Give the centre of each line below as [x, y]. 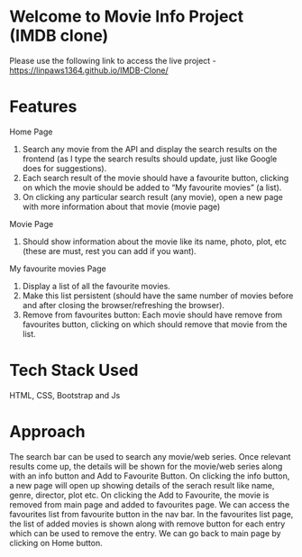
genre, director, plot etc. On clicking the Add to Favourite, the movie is [139, 495]
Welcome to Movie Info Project [127, 17]
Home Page [31, 132]
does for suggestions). [64, 168]
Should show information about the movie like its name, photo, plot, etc [154, 242]
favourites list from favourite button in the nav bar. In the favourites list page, [151, 514]
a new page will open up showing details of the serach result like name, [142, 485]
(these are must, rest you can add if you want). [109, 251]
